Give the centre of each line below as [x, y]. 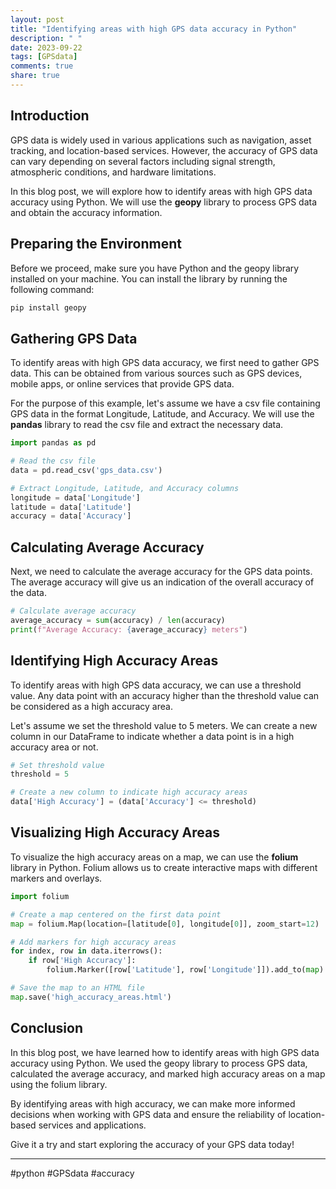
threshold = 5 [40, 774]
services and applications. [92, 1125]
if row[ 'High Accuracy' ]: [82, 961]
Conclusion [47, 1028]
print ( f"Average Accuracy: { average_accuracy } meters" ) [129, 629]
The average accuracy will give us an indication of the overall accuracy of [162, 582]
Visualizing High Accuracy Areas [115, 832]
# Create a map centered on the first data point [116, 914]
